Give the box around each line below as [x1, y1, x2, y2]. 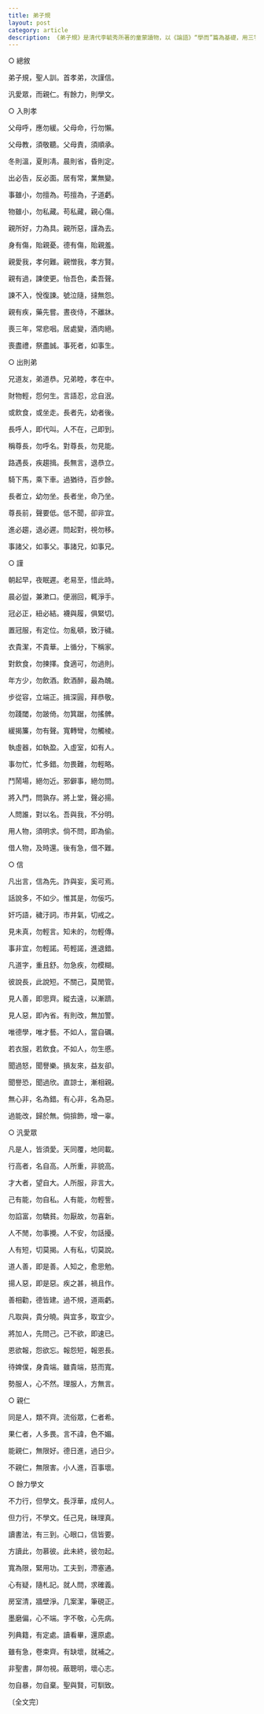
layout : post [8, 19, 51, 27]
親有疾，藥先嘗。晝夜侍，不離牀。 [8, 307, 119, 317]
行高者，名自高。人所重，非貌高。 [8, 1162, 119, 1171]
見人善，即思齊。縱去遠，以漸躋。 [8, 994, 119, 1003]
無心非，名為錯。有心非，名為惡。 [8, 1095, 119, 1104]
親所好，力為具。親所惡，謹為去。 [8, 224, 119, 233]
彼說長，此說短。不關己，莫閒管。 [8, 977, 119, 987]
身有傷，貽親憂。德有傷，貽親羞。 [8, 240, 119, 250]
